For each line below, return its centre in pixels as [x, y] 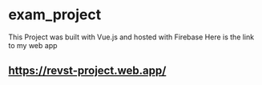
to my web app [33, 45]
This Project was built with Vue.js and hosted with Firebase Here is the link [131, 37]
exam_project [55, 15]
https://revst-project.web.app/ [87, 71]
